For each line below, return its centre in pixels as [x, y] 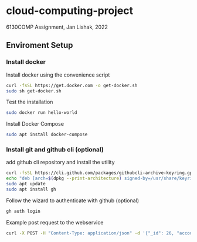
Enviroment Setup [40, 45]
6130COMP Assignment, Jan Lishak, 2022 [57, 27]
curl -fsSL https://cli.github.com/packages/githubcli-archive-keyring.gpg [101, 173]
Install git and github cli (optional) [55, 150]
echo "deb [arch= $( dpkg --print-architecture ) [64, 179]
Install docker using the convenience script [58, 75]
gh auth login [23, 211]
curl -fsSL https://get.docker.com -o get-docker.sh [72, 85]
